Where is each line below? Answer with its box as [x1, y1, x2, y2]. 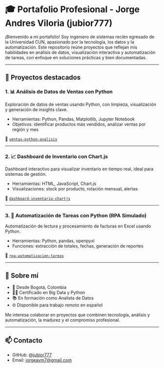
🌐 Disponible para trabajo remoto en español [12, 302, 103, 308]
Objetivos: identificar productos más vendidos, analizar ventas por [12, 121, 146, 127]
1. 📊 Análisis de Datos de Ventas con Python [5, 89, 113, 95]
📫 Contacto [5, 336, 42, 345]
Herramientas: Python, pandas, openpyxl [12, 238, 95, 244]
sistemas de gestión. [5, 171, 47, 177]
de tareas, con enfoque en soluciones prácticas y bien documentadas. [5, 54, 147, 60]
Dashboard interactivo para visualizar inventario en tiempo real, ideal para [5, 166, 154, 172]
